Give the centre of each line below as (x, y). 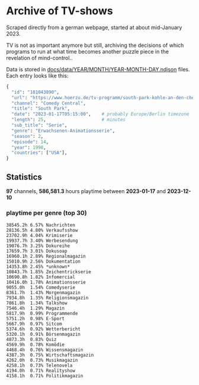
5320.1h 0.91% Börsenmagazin (44, 334)
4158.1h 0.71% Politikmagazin (45, 376)
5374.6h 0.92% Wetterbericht (44, 329)
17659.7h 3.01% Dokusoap (37, 251)
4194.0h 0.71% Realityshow (41, 371)
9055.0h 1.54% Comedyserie (41, 288)
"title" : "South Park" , (41, 109)
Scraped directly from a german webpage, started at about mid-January (94, 27)
